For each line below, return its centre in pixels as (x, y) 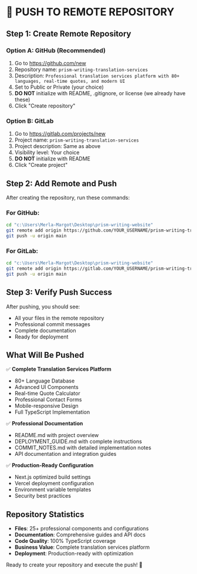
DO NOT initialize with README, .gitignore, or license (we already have (100, 93)
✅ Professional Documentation (45, 424)
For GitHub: (23, 213)
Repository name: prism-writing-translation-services (81, 69)
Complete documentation (45, 330)
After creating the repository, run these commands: (68, 197)
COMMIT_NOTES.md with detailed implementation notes (83, 448)
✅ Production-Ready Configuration (50, 465)
